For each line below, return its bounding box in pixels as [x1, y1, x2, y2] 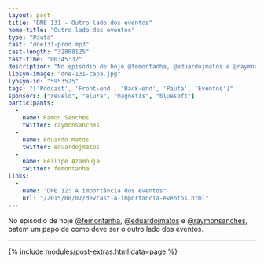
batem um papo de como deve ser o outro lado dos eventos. [8, 224, 204, 233]
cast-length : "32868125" [8, 48, 90, 56]
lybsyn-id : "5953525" [8, 77, 79, 85]
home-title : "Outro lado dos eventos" [8, 26, 135, 34]
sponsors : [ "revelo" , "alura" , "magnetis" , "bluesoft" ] [8, 92, 195, 100]
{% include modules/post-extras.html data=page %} [8, 247, 178, 256]
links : [8, 172, 30, 181]
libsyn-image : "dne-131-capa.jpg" [8, 70, 122, 78]
